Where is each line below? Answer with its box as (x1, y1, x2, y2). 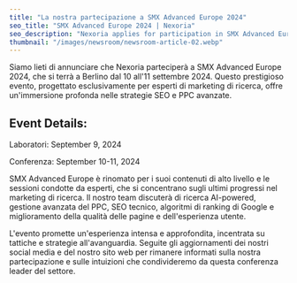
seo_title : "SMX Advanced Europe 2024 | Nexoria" (9, 21, 196, 30)
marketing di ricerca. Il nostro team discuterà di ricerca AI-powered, (9, 192, 256, 203)
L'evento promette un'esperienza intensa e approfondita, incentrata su (9, 228, 265, 239)
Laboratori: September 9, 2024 (9, 139, 122, 150)
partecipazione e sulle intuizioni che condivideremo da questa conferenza (9, 256, 278, 267)
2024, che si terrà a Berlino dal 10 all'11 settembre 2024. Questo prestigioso (9, 72, 285, 82)
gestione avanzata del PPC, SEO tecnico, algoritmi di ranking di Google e (9, 202, 275, 212)
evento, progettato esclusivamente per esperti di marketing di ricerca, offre (9, 80, 283, 91)
